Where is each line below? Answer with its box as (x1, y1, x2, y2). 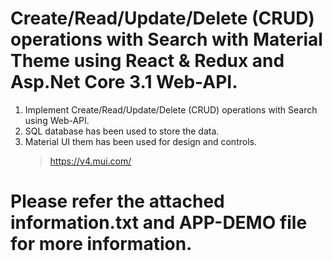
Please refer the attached (10, 190, 225, 213)
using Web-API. (24, 114, 90, 126)
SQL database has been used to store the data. (24, 125, 220, 137)
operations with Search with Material (10, 28, 323, 51)
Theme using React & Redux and (10, 50, 285, 72)
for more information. (10, 233, 193, 256)
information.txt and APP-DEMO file (10, 212, 308, 234)
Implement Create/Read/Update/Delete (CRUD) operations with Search (24, 103, 318, 116)
